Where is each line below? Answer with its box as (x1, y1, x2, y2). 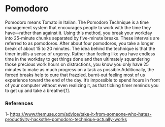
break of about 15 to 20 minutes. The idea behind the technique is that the (5, 45, 155, 51)
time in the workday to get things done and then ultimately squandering (5, 56, 150, 62)
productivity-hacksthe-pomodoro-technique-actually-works (5, 117, 127, 123)
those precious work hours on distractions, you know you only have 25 (5, 61, 149, 67)
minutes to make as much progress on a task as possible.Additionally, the (5, 66, 154, 72)
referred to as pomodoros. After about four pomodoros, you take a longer (5, 40, 154, 46)
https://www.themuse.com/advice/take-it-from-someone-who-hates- (10, 111, 152, 117)
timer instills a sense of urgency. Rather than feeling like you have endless (5, 50, 155, 57)
